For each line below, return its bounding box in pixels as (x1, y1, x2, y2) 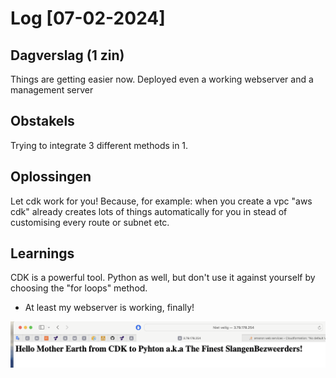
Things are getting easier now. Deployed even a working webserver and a (10, 73, 314, 85)
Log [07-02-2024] (10, 7, 166, 30)
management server (10, 84, 94, 96)
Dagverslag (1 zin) (10, 47, 125, 64)
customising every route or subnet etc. (10, 216, 170, 228)
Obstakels (10, 113, 75, 130)
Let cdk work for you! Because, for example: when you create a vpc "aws (10, 195, 313, 207)
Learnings (10, 245, 75, 262)
